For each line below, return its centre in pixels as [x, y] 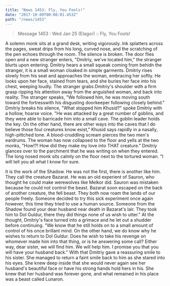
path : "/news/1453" [26, 19]
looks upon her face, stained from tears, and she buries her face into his [81, 81]
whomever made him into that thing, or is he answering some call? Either [81, 241]
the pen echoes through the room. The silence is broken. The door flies [80, 54]
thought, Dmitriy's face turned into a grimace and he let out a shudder [78, 220]
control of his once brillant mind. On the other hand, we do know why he [81, 231]
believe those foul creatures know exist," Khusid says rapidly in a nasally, [82, 130]
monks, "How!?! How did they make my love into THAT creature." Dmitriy [81, 146]
